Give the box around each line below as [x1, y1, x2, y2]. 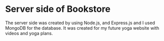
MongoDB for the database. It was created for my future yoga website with [5, 25, 159, 31]
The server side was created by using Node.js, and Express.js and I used [5, 20, 155, 26]
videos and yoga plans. [5, 30, 53, 36]
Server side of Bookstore [5, 3, 111, 15]
